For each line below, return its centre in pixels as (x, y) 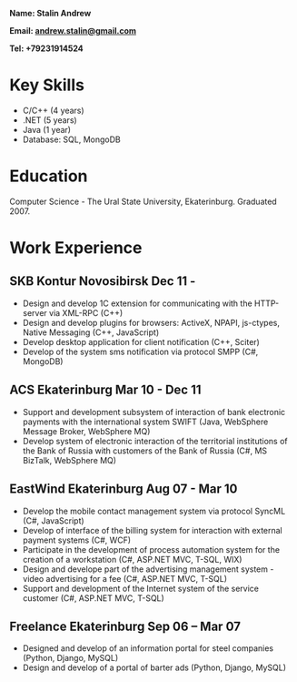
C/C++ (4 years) (53, 110)
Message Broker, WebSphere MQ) (86, 431)
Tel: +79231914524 (46, 48)
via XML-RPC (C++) (86, 312)
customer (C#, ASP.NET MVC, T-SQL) (94, 598)
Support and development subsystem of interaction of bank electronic (154, 412)
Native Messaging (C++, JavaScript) (91, 332)
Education (49, 176)
